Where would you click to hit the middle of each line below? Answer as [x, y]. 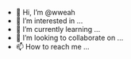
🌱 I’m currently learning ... [58, 29]
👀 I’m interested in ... [49, 21]
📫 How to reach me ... [52, 47]
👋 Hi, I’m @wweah [45, 12]
